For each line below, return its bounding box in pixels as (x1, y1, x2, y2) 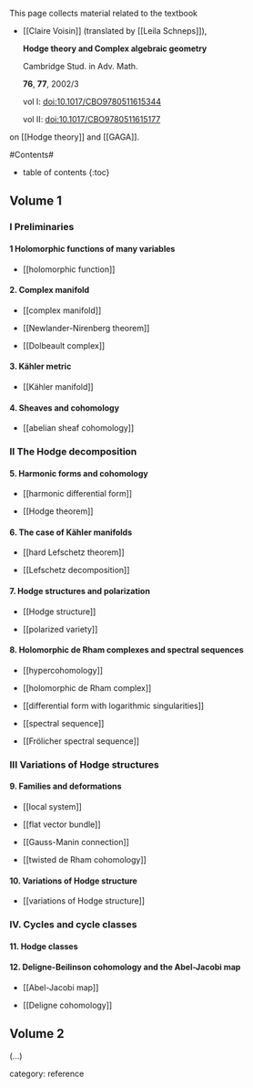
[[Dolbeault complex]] (22, 340, 106, 350)
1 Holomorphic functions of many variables (9, 243, 176, 254)
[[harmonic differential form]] (22, 488, 133, 499)
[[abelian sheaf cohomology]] (22, 423, 135, 434)
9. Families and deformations (9, 780, 122, 792)
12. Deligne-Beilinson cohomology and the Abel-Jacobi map (9, 962, 241, 973)
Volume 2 (9, 1026, 65, 1041)
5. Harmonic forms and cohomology (9, 467, 148, 478)
